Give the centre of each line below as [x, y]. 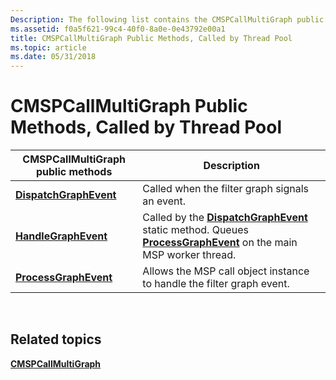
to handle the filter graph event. [216, 284]
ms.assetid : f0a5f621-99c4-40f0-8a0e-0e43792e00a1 [118, 29]
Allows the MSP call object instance [226, 271]
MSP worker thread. [189, 255]
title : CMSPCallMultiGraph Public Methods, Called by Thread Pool [151, 38]
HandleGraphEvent [61, 236]
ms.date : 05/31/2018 [53, 57]
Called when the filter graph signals [226, 189]
